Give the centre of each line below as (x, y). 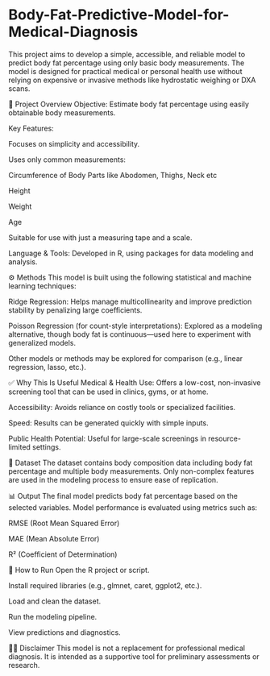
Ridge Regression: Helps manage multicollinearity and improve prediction (130, 301)
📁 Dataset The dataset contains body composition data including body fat (131, 462)
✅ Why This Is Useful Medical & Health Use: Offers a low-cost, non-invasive (135, 382)
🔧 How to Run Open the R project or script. (79, 570)
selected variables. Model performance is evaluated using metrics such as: (133, 507)
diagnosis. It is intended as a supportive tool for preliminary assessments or (134, 656)
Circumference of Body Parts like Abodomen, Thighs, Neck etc (113, 175)
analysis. (23, 261)
